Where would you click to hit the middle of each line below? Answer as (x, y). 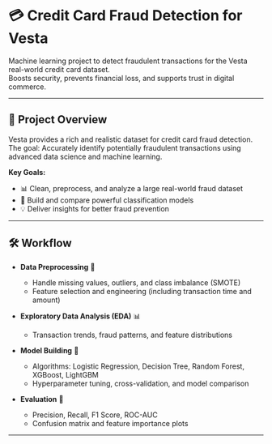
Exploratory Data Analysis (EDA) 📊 (80, 316)
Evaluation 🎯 (42, 399)
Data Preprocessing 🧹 (57, 267)
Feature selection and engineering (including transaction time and (142, 291)
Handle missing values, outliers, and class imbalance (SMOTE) (136, 282)
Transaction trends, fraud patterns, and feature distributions (132, 335)
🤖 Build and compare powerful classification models (107, 200)
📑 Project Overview (58, 120)
